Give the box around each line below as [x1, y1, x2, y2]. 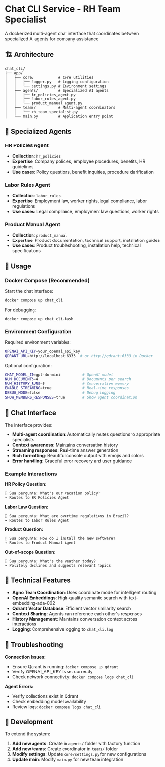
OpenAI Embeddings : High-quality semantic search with [12, 595, 128, 601]
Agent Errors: [5, 683, 33, 689]
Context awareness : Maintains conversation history [12, 442, 118, 448]
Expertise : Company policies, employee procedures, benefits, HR [12, 158, 146, 164]
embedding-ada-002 [12, 600, 55, 606]
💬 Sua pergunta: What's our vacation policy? [5, 491, 100, 496]
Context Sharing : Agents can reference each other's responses [12, 610, 142, 617]
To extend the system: [5, 731, 50, 737]
